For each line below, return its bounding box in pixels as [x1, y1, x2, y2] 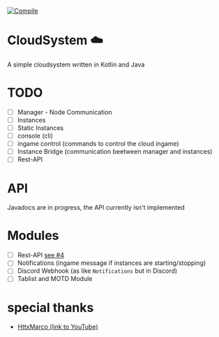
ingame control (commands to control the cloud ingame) [17, 140, 179, 148]
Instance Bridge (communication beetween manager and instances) [17, 148, 213, 156]
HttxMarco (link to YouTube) [17, 322, 98, 331]
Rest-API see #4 [17, 251, 65, 259]
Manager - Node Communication [17, 108, 113, 116]
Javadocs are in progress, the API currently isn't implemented [7, 203, 185, 212]
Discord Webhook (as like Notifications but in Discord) [17, 266, 178, 275]
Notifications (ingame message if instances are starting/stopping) [17, 259, 206, 267]
